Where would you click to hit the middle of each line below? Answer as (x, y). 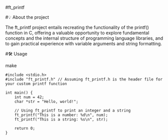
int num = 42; (29, 97)
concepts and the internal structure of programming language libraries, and (84, 38)
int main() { (19, 93)
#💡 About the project (27, 17)
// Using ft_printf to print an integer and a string (73, 110)
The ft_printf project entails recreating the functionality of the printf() (77, 27)
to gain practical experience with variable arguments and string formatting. (84, 44)
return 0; (25, 128)
